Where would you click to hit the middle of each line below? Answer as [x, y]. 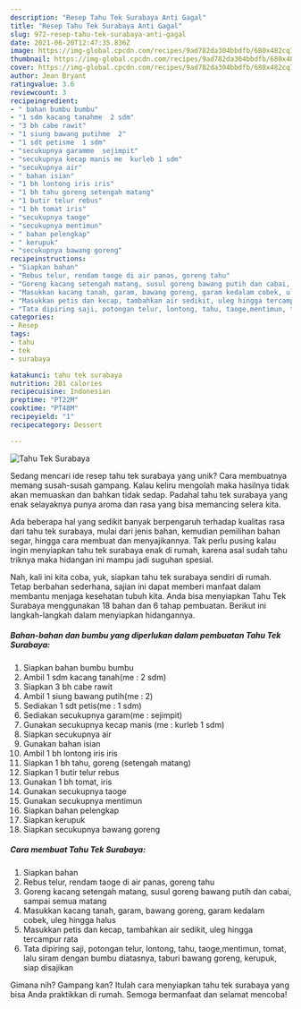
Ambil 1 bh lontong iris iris [71, 753]
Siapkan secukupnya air [67, 734]
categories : [32, 317]
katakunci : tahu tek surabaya [67, 375]
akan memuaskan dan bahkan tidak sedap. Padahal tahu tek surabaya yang [149, 494]
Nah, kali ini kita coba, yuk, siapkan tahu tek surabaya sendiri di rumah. [141, 577]
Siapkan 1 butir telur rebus [71, 772]
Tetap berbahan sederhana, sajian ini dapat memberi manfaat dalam [136, 586]
